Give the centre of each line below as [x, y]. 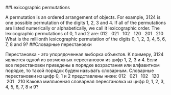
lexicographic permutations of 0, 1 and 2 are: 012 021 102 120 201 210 [84, 33]
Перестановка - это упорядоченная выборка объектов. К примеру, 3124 [84, 54]
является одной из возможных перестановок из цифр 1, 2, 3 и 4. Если [81, 60]
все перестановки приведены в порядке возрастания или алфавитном [82, 65]
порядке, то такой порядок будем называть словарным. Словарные [80, 70]
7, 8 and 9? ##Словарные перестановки [48, 44]
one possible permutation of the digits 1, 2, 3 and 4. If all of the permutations [86, 23]
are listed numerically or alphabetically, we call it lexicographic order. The [82, 28]
